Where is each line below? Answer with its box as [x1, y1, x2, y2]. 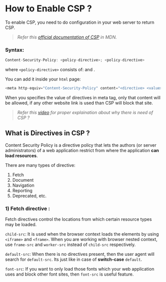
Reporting [12, 187, 33, 193]
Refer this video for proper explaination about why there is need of [17, 109, 153, 115]
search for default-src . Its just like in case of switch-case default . [5, 256, 142, 262]
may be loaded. [5, 222, 37, 228]
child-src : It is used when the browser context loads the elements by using [5, 231, 159, 237]
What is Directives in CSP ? [5, 129, 90, 137]
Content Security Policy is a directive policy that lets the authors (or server [5, 142, 157, 148]
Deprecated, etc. [12, 193, 47, 199]
